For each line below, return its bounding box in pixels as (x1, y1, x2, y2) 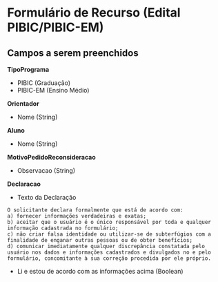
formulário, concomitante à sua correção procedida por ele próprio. (7, 255, 212, 262)
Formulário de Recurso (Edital (7, 5, 181, 21)
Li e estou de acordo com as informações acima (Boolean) (17, 267, 184, 275)
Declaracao (7, 180, 41, 188)
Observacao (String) (17, 167, 76, 174)
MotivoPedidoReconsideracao (7, 153, 97, 161)
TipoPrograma (7, 66, 50, 73)
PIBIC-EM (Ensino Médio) (17, 86, 90, 94)
